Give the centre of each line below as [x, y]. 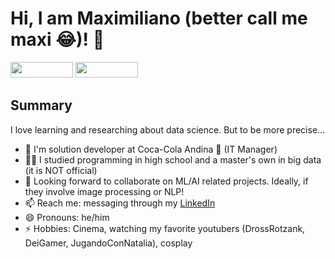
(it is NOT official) [61, 170]
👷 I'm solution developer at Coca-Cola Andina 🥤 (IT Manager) [151, 149]
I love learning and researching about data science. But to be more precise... [168, 129]
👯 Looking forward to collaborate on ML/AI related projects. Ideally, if [166, 181]
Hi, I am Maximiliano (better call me [159, 18]
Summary [41, 105]
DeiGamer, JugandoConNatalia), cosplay [108, 243]
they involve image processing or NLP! [104, 191]
